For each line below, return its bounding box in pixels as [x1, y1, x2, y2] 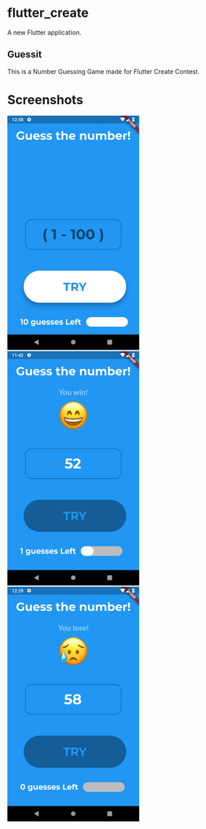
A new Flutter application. [7, 28, 82, 37]
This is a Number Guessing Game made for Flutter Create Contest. [7, 67, 200, 75]
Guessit [7, 49, 42, 60]
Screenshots [7, 91, 84, 108]
